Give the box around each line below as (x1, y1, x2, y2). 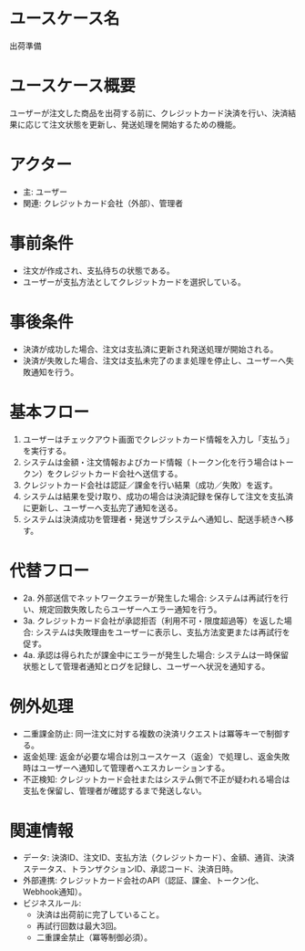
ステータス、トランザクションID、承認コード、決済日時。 (22, 863, 239, 874)
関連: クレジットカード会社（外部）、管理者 (22, 197, 184, 208)
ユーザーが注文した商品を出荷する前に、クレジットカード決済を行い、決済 (9, 107, 289, 119)
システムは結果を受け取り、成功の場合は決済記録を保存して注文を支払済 (22, 490, 294, 502)
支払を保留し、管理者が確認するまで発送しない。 (22, 785, 207, 796)
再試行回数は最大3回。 (36, 921, 122, 932)
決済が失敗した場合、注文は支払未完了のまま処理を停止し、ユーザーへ (22, 355, 287, 366)
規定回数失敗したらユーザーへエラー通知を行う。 (38, 603, 222, 614)
